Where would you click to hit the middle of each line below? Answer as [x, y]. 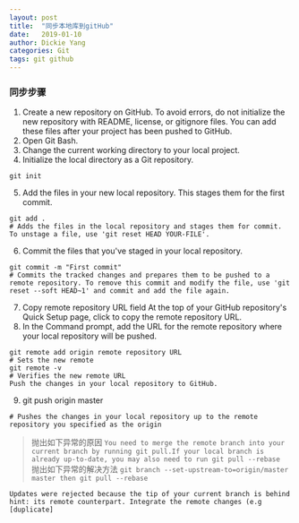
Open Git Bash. [50, 141]
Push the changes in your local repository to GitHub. [114, 384]
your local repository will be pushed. [89, 336]
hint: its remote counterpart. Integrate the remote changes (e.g [136, 502]
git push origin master [63, 400]
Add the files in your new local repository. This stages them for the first [153, 193]
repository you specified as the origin [86, 425]
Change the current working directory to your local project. [131, 150]
